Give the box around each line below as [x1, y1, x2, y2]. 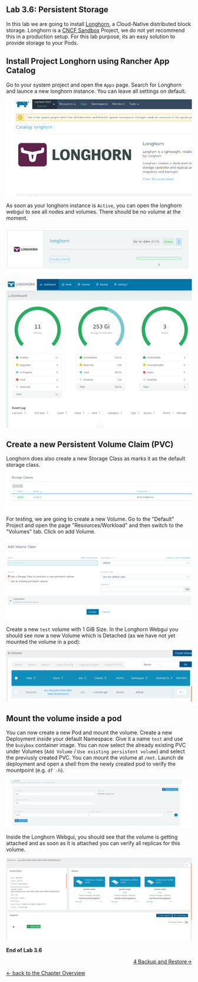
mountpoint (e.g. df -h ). [6, 767, 65, 774]
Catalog [6, 66, 36, 76]
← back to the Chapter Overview [6, 969, 85, 976]
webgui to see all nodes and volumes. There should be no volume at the [6, 208, 181, 215]
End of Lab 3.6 [6, 947, 42, 954]
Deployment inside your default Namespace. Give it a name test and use [6, 735, 183, 742]
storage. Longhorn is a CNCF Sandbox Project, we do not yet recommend [6, 27, 185, 34]
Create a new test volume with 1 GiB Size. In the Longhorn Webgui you [6, 626, 179, 633]
